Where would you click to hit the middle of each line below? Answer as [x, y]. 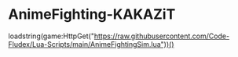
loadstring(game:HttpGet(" [51, 36]
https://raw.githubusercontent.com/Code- [162, 36]
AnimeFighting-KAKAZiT [92, 14]
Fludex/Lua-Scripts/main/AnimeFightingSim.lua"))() [91, 44]
